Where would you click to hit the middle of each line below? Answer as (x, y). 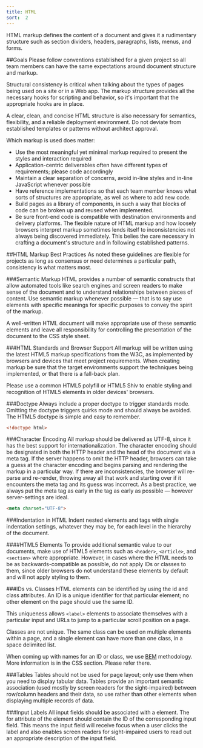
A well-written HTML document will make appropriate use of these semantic (101, 323)
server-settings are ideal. (38, 497)
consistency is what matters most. (49, 267)
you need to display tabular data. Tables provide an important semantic (95, 681)
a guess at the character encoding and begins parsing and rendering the (97, 465)
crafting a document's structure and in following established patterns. (102, 242)
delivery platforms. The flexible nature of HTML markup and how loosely (105, 223)
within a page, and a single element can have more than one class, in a (95, 639)
